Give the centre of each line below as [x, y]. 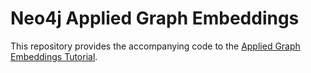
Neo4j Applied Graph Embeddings [155, 18]
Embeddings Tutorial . [54, 56]
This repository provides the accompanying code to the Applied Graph [155, 46]
